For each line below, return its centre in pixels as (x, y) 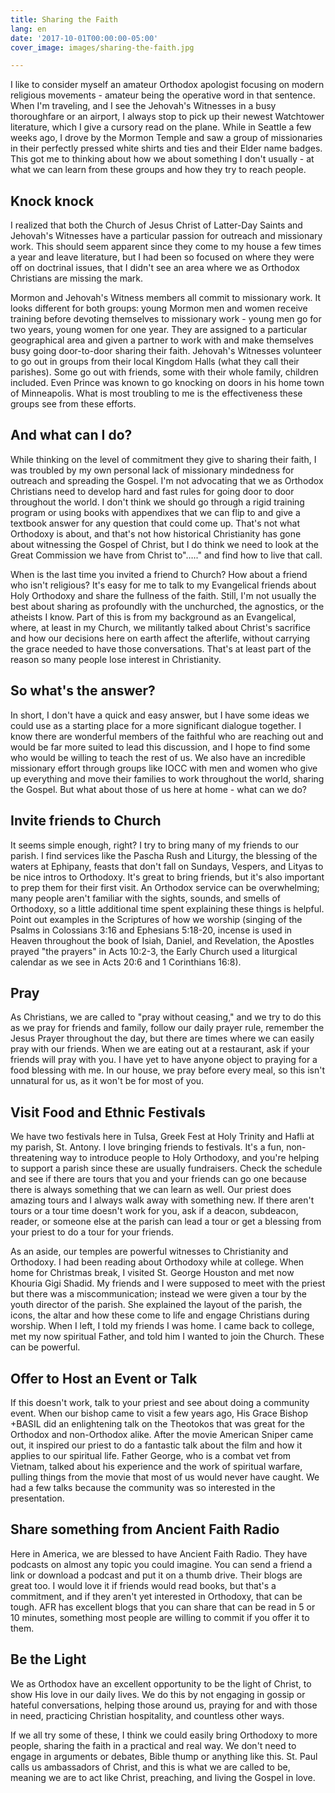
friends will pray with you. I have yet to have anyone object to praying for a (164, 1060)
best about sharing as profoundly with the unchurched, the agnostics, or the (167, 606)
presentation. (37, 1498)
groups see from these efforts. (73, 404)
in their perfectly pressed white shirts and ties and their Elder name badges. (166, 148)
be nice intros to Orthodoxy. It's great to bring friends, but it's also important (167, 877)
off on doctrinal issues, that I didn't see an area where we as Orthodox (155, 268)
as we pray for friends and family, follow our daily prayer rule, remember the (167, 1028)
